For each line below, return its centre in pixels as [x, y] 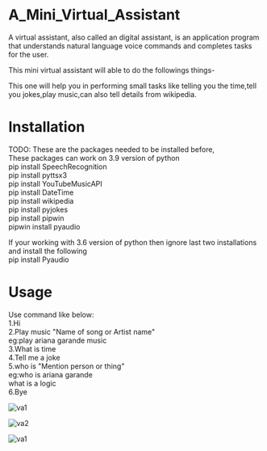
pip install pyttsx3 [38, 175]
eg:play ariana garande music [58, 340]
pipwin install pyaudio [44, 226]
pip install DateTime [41, 192]
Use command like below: [51, 314]
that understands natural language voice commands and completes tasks [130, 45]
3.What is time [32, 348]
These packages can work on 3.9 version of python [94, 158]
